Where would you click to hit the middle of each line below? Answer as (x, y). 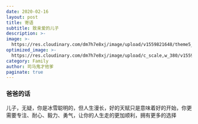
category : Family (27, 61)
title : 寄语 (20, 22)
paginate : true (25, 72)
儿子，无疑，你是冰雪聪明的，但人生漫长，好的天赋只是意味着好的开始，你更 (99, 107)
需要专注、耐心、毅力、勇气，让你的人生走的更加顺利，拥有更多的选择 (91, 115)
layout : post (22, 17)
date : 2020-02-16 (27, 12)
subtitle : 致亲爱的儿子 (32, 28)
